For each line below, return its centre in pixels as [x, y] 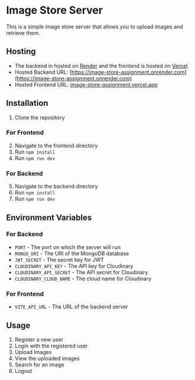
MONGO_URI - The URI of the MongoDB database [72, 253]
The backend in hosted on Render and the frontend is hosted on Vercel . [102, 66]
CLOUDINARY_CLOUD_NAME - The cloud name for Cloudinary [83, 278]
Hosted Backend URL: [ [43, 72]
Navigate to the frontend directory [56, 145]
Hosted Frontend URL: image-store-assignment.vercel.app [86, 85]
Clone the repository [40, 117]
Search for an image [39, 365]
